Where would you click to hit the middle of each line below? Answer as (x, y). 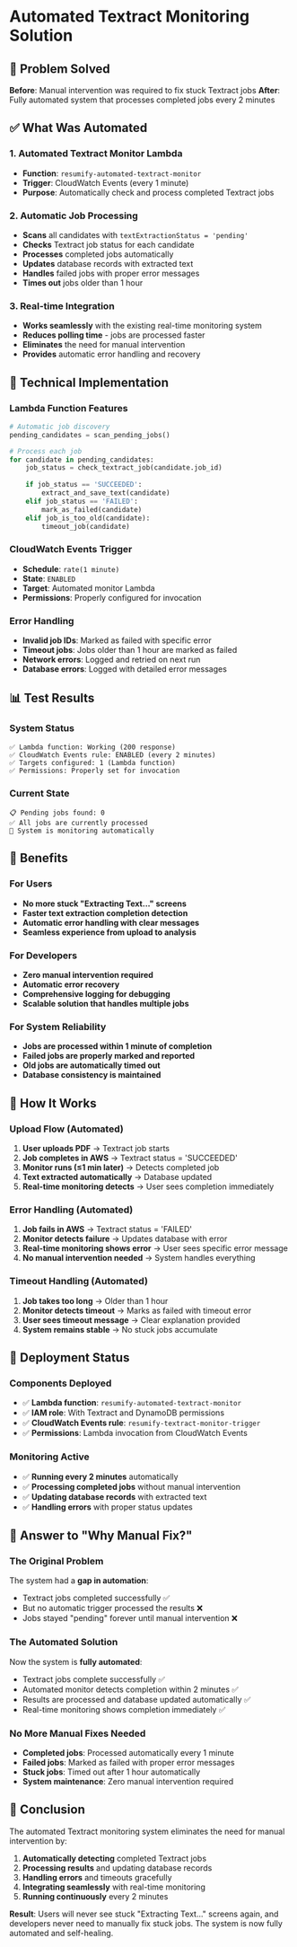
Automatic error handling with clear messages (111, 922)
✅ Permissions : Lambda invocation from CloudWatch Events (135, 1433)
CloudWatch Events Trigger (71, 550)
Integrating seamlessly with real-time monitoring (114, 1887)
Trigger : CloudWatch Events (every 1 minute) (105, 182)
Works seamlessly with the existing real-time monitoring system (142, 326)
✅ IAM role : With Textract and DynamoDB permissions (123, 1413)
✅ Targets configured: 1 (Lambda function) (93, 762)
